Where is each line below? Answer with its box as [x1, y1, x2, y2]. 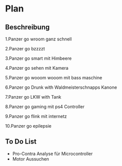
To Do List [5, 138, 37, 146]
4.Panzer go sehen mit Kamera [5, 65, 69, 71]
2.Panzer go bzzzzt [5, 46, 45, 51]
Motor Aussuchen [12, 156, 49, 162]
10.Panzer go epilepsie [5, 123, 52, 129]
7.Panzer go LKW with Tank [5, 94, 61, 100]
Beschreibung [5, 23, 50, 31]
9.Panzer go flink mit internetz [5, 113, 67, 119]
